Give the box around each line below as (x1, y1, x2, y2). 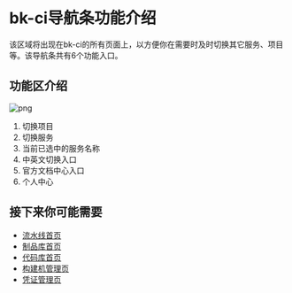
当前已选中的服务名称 (21, 143, 100, 153)
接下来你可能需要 (9, 204, 103, 220)
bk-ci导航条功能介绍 (9, 8, 157, 28)
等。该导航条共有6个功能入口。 (9, 50, 123, 60)
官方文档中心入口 (21, 165, 85, 175)
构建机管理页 (21, 263, 69, 274)
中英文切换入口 (21, 154, 77, 165)
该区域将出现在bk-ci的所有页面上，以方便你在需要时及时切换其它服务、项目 (9, 39, 284, 50)
